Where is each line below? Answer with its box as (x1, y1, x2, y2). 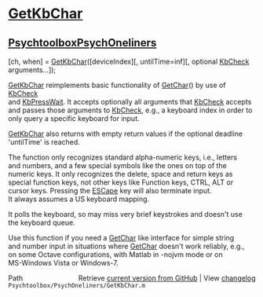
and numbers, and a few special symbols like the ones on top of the (8, 161, 228, 170)
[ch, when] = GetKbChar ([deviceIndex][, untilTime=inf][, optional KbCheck (8, 57, 250, 66)
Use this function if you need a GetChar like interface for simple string (8, 233, 235, 242)
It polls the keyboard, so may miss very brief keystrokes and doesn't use (8, 210, 243, 218)
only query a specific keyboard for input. (8, 114, 140, 123)
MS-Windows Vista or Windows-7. (8, 258, 119, 267)
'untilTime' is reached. (8, 137, 80, 146)
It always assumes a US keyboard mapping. (8, 194, 150, 203)
